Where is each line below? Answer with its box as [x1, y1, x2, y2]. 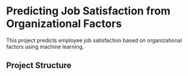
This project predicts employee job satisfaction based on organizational [6, 37, 182, 44]
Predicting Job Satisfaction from [6, 4, 171, 18]
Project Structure [6, 60, 72, 71]
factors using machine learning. [6, 43, 84, 50]
